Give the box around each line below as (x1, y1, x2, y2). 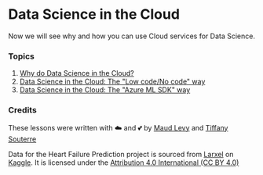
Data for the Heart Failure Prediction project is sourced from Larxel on (8, 149, 234, 159)
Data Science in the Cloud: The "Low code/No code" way (19, 77, 206, 87)
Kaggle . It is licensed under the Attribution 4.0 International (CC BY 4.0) (8, 158, 239, 167)
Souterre (8, 134, 37, 144)
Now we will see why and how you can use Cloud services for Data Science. (8, 31, 255, 41)
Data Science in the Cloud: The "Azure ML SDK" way (19, 85, 191, 95)
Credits (8, 105, 37, 116)
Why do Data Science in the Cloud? (19, 69, 135, 78)
